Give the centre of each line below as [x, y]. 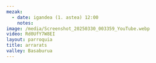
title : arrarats [27, 46]
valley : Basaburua [29, 51]
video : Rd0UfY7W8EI [31, 34]
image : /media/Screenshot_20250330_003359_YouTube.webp [78, 28]
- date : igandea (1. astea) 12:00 [55, 17]
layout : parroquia [29, 40]
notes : [25, 23]
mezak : [15, 12]
